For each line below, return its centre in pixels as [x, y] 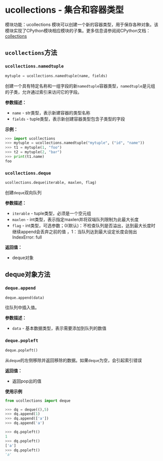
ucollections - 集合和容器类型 [64, 10]
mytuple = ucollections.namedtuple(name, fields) [56, 76]
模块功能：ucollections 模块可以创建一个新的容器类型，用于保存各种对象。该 [82, 24]
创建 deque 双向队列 [23, 192]
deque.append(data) [25, 298]
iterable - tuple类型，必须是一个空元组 [52, 213]
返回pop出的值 [27, 381]
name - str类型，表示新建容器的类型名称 [51, 112]
